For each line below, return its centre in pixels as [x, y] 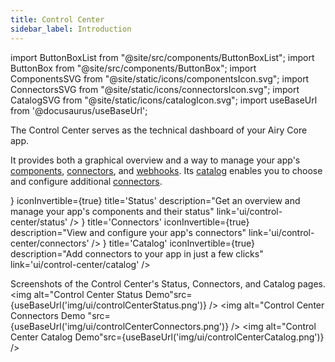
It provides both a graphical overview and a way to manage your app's [155, 160]
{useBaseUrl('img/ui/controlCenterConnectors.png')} [120, 326]
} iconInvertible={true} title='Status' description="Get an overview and [155, 200]
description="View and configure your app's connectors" [128, 232]
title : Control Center [57, 19]
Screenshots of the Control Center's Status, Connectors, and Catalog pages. [168, 283]
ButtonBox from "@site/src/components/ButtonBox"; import [133, 68]
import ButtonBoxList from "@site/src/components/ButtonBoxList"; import [162, 57]
